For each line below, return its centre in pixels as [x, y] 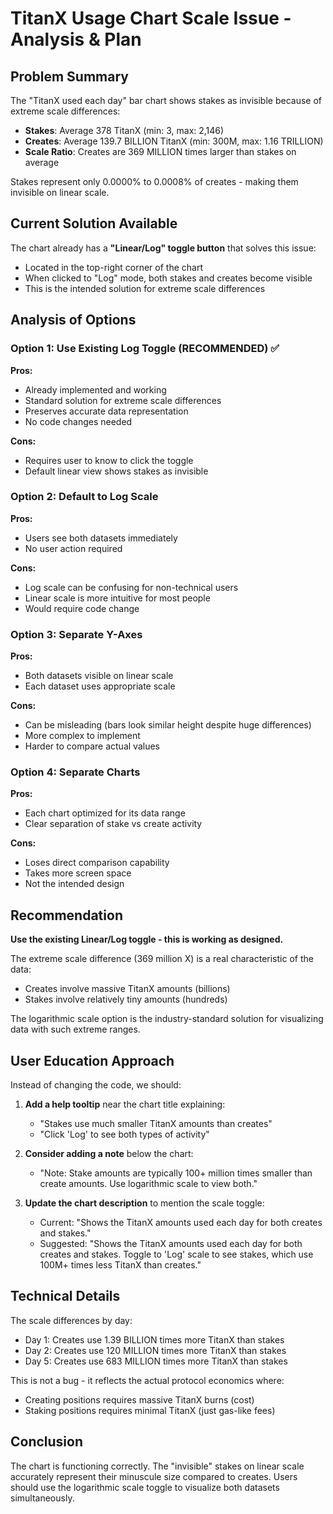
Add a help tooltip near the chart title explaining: [125, 1104]
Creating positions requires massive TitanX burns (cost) [139, 1399]
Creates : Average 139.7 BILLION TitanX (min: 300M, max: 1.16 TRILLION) [174, 141]
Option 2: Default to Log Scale [84, 497]
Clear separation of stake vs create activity [113, 824]
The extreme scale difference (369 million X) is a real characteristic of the [162, 959]
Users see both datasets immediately [101, 538]
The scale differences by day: [71, 1320]
